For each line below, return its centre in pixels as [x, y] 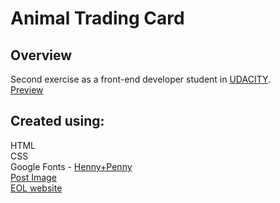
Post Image [33, 177]
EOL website [36, 188]
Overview [41, 55]
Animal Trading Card [97, 18]
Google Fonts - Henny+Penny [71, 166]
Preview [27, 90]
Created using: [57, 121]
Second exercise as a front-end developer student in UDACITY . [141, 79]
